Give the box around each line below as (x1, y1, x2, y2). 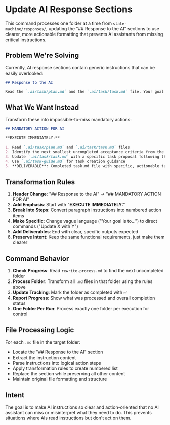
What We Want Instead (5, 103, 79, 112)
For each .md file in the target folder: (5, 339, 81, 345)
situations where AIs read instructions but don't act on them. (5, 415, 132, 421)
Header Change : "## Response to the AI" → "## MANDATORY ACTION (12, 191, 161, 197)
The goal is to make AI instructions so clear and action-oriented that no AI (5, 404, 159, 410)
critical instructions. (5, 37, 47, 43)
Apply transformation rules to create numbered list (12, 365, 118, 371)
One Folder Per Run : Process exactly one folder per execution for (12, 306, 149, 312)
